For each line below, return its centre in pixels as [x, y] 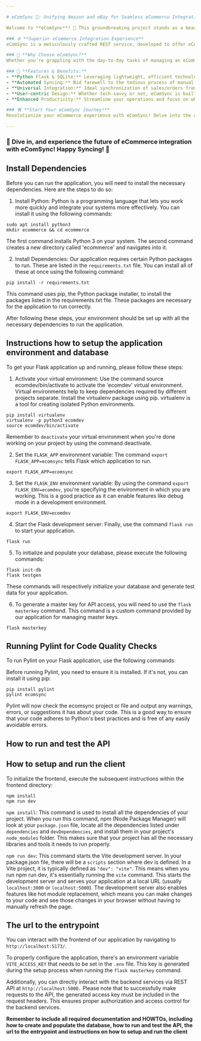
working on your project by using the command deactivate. [79, 443]
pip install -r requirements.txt [48, 283]
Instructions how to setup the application [84, 343]
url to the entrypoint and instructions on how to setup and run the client [97, 1032]
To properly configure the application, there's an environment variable [92, 958]
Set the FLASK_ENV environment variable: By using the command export [102, 483]
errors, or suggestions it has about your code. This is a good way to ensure [99, 712]
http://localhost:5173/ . [36, 946]
